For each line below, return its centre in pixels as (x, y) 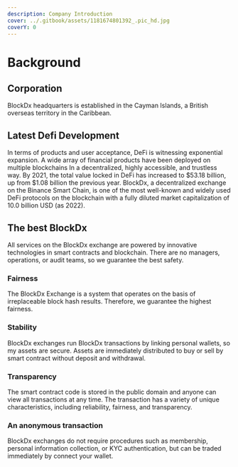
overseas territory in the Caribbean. (60, 113)
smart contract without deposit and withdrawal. (77, 358)
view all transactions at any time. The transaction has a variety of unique (114, 399)
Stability (22, 328)
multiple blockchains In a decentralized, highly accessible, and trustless (112, 168)
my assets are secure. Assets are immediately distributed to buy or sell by (115, 350)
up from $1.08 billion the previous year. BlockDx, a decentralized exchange (117, 183)
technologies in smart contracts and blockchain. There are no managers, (114, 252)
